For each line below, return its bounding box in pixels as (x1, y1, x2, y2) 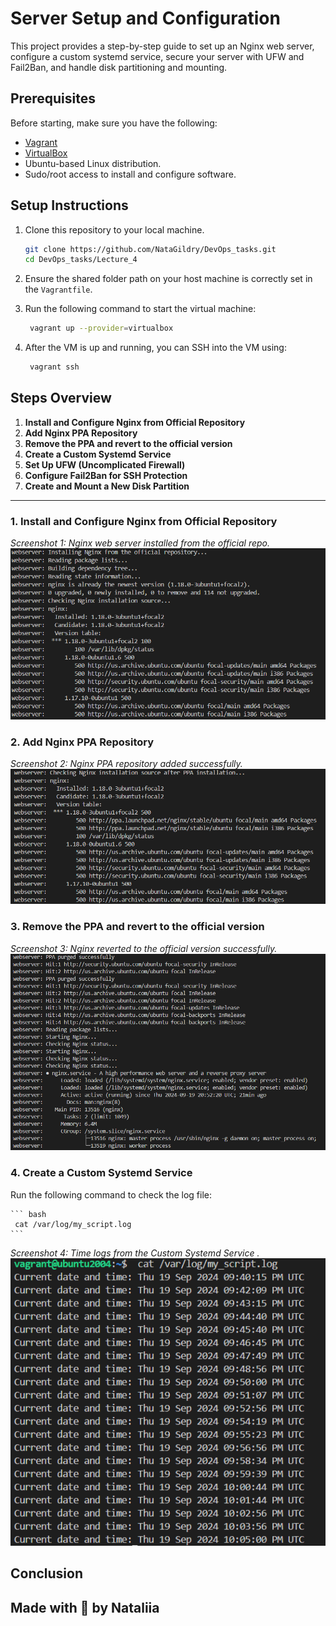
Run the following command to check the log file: (10, 1188, 213, 1201)
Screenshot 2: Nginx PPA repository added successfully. (10, 758, 243, 770)
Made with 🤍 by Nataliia (10, 1599, 160, 1616)
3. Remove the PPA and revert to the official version (10, 920, 265, 934)
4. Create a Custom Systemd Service (10, 1166, 193, 1180)
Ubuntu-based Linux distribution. (24, 157, 162, 169)
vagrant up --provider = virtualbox (29, 323, 174, 334)
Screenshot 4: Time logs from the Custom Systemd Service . (10, 1247, 260, 1259)
